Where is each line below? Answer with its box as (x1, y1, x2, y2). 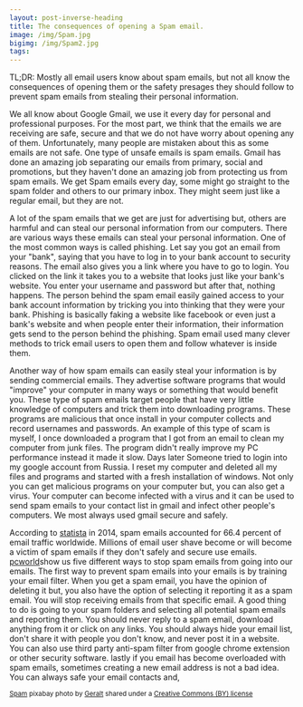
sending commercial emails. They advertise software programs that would (9, 375, 287, 386)
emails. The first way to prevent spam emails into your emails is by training (9, 566, 288, 576)
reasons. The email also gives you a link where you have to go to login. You (9, 261, 289, 272)
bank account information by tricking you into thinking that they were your (9, 300, 286, 311)
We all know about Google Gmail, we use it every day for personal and (9, 109, 271, 120)
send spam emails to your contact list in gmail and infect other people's (9, 500, 276, 511)
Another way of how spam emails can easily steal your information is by (9, 365, 278, 376)
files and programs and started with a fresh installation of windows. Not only (9, 471, 294, 482)
